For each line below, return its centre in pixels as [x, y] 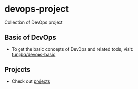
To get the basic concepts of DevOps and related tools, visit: [72, 49]
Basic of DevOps [30, 37]
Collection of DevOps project [34, 22]
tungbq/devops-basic [33, 54]
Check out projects [31, 81]
